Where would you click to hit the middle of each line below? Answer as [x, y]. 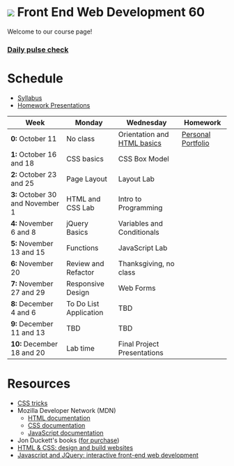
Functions [82, 247]
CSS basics [85, 159]
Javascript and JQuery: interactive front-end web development [108, 455]
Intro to [130, 198]
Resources [39, 383]
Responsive [85, 284]
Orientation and [143, 134]
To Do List [83, 303]
